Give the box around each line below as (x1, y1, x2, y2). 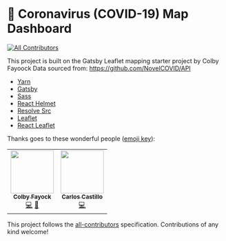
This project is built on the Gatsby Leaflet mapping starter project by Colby (7, 56, 219, 65)
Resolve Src (17, 106, 52, 115)
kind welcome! (7, 227, 49, 236)
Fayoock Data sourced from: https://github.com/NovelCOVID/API (7, 64, 191, 72)
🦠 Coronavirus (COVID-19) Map (7, 6, 189, 22)
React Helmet (17, 99, 56, 107)
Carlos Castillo (61, 192, 103, 200)
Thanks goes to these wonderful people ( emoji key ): (7, 134, 156, 143)
